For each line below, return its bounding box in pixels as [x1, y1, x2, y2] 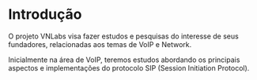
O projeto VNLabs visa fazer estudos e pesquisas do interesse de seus [8, 31, 239, 41]
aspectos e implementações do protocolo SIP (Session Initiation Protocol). [8, 63, 250, 72]
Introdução [8, 5, 82, 24]
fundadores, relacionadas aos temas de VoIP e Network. [8, 39, 192, 49]
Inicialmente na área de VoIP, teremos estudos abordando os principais [8, 55, 240, 64]
